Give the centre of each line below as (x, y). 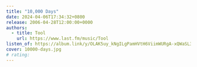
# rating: (18, 55)
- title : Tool (28, 33)
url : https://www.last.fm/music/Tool (63, 38)
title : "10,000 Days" (33, 11)
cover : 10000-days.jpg (34, 50)
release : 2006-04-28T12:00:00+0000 (50, 22)
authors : (17, 28)
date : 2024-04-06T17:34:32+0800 (45, 17)
